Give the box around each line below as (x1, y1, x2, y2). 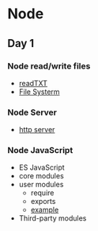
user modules (18, 180, 64, 190)
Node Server (7, 107, 57, 118)
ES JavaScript (18, 162, 65, 172)
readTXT (18, 78, 48, 88)
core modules (18, 171, 64, 181)
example (30, 205, 59, 215)
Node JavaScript (7, 145, 73, 156)
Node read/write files (7, 61, 91, 72)
